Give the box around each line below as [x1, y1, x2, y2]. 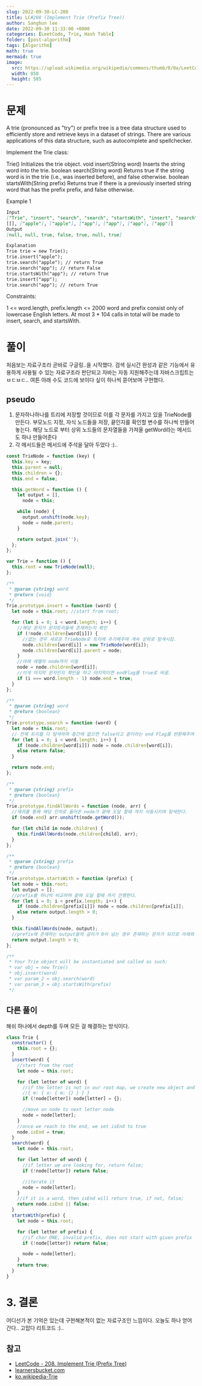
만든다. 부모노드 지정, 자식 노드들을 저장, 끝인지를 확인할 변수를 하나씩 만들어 [14, 418, 195, 426]
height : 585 [11, 76, 42, 82]
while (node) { [17, 509, 55, 515]
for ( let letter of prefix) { [17, 1229, 93, 1235]
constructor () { [11, 1040, 52, 1046]
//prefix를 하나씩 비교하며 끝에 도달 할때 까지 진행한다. [11, 892, 137, 898]
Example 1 [6, 198, 31, 205]
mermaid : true [6, 54, 42, 60]
